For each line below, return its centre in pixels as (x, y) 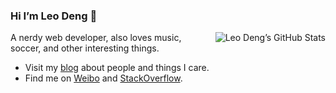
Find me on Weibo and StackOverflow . (103, 78)
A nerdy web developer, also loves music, (96, 38)
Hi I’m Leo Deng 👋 (54, 16)
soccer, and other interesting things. (85, 48)
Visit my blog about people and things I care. (117, 68)
